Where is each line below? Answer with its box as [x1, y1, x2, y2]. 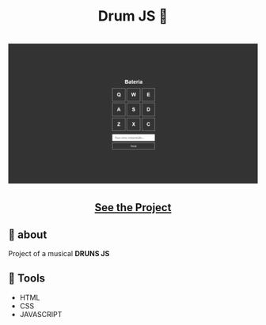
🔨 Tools [8, 272, 46, 285]
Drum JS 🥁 [97, 7, 169, 25]
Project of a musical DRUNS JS [8, 249, 110, 259]
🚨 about [8, 228, 47, 241]
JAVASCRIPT [19, 309, 63, 319]
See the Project [94, 201, 172, 214]
